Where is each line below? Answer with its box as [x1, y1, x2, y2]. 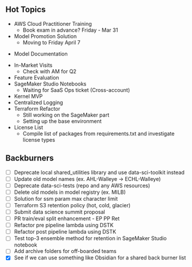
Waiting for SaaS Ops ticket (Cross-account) [22, 86, 130, 93]
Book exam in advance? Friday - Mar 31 [22, 26, 118, 33]
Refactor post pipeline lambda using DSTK [13, 228, 116, 235]
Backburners [5, 153, 54, 163]
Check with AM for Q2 [22, 67, 77, 75]
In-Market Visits [13, 61, 53, 69]
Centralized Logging [13, 99, 63, 106]
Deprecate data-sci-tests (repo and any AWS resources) [13, 182, 150, 189]
